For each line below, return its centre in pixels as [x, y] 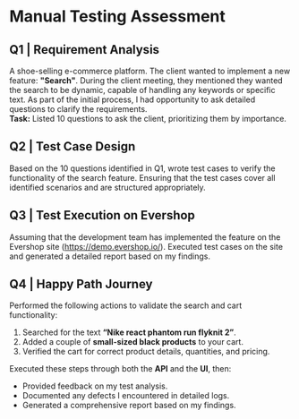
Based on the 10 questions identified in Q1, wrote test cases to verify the [142, 168]
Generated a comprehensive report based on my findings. [129, 406]
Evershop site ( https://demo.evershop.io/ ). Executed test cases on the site [146, 246]
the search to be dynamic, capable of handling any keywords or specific [142, 90]
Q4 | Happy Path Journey [81, 284]
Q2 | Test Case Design [73, 146]
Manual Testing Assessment [118, 17]
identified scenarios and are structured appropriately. [107, 187]
